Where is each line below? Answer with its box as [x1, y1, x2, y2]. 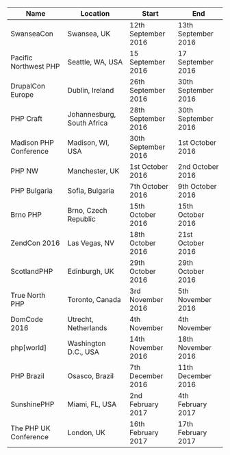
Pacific [10, 53, 33, 62]
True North [10, 291, 46, 300]
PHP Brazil [10, 371, 44, 380]
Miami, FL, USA [67, 399, 117, 409]
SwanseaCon [10, 29, 53, 38]
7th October [129, 182, 169, 191]
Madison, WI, [67, 138, 110, 147]
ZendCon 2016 [10, 238, 60, 248]
